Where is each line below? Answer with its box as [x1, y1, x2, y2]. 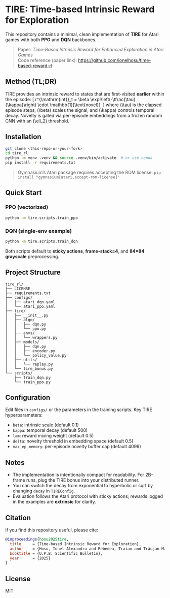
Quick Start [5, 188, 42, 197]
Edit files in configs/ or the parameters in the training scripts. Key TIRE [5, 406, 153, 413]
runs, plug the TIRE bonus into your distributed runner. [26, 477, 140, 483]
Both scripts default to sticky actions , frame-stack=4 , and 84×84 [5, 248, 145, 254]
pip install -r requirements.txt [5, 160, 76, 166]
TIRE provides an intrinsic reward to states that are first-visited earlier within [5, 90, 164, 97]
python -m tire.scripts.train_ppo [5, 215, 78, 221]
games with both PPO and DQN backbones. [5, 37, 97, 43]
